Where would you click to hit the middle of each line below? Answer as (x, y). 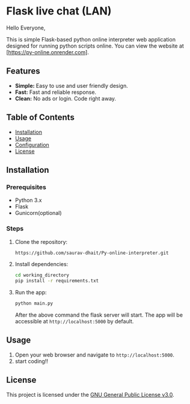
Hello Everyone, (26, 28)
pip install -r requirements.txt (57, 281)
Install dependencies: (41, 264)
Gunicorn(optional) (38, 213)
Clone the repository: (41, 241)
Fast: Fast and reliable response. (56, 92)
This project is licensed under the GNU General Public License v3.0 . (90, 394)
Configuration (32, 145)
